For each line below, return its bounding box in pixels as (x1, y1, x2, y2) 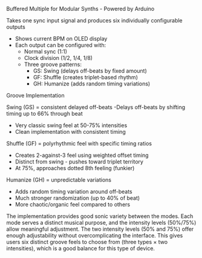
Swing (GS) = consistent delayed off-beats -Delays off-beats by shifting (6, 104, 186, 111)
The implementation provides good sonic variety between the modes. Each (6, 213, 194, 220)
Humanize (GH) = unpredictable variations (6, 176, 112, 184)
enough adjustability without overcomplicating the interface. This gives (6, 232, 183, 239)
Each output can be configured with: (15, 42, 106, 48)
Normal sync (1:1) (24, 48, 68, 55)
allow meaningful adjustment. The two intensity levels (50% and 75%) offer (6, 225, 194, 233)
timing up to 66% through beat (6, 110, 83, 117)
